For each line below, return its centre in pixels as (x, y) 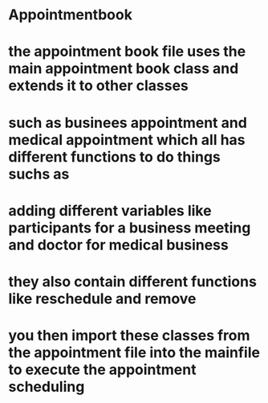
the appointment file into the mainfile (134, 353)
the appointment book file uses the (127, 52)
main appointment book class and (124, 69)
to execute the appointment (102, 370)
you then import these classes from (129, 336)
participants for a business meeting (130, 228)
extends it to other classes (98, 86)
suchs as (39, 174)
